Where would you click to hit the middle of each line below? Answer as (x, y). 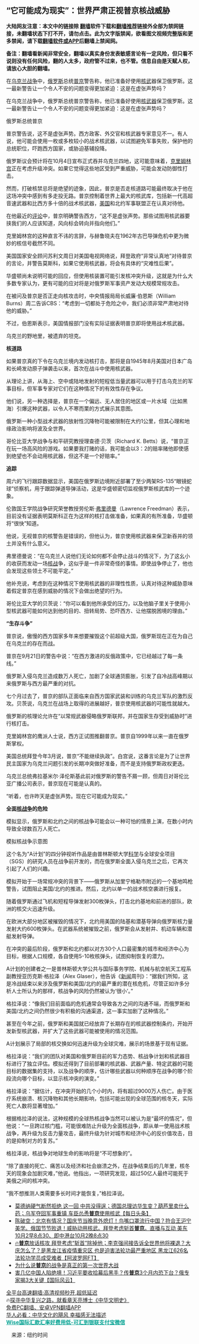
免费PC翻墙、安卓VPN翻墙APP (44, 1307)
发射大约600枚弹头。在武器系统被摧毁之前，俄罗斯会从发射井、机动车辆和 (97, 928)
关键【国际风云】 (54, 1280)
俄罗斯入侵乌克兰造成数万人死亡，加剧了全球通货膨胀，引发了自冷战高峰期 (97, 676)
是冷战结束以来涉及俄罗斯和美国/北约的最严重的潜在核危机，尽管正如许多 (95, 984)
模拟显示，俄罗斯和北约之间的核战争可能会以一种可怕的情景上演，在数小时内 (99, 821)
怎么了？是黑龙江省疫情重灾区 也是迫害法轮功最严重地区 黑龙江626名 (104, 1250)
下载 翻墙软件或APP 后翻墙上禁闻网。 (76, 41)
